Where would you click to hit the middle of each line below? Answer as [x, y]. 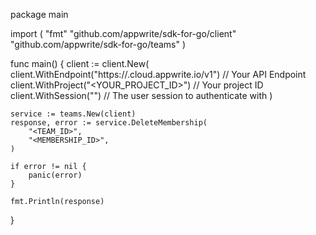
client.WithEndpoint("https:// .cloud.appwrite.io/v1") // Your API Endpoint [158, 74]
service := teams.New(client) [73, 114]
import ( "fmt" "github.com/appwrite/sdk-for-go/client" [123, 33]
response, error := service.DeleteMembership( [109, 123]
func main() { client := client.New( [80, 63]
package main [39, 14]
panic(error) [55, 175]
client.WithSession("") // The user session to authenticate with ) [141, 95]
